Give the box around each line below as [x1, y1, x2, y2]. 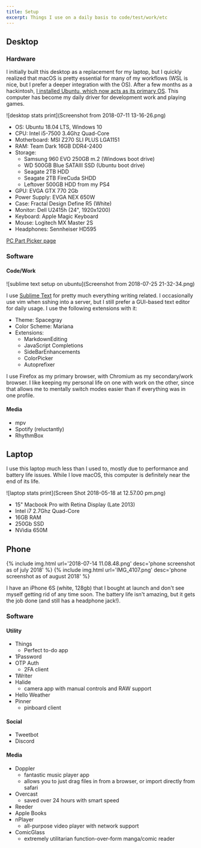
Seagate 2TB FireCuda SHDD [23, 175, 97, 182]
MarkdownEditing [23, 336, 68, 343]
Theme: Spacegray [14, 316, 62, 324]
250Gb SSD [14, 520, 44, 527]
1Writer [14, 672, 33, 679]
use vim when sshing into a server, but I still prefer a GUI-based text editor [6, 298, 190, 306]
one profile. [6, 392, 35, 399]
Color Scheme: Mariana [14, 323, 74, 330]
